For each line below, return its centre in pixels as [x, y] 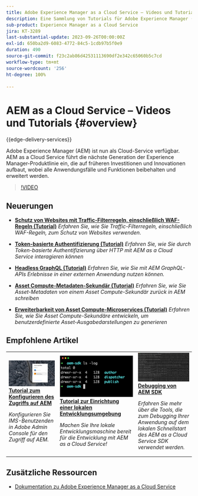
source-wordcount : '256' [37, 68]
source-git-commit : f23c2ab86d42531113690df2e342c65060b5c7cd [84, 56]
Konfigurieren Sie [30, 414]
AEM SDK [150, 392]
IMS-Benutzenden [31, 421]
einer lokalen [76, 407]
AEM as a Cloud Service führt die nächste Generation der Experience [90, 157]
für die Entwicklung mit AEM [94, 437]
